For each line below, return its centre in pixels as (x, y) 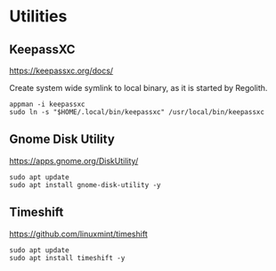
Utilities (38, 16)
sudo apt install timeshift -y (67, 258)
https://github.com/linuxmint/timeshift (79, 234)
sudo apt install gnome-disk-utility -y (85, 185)
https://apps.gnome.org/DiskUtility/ (74, 160)
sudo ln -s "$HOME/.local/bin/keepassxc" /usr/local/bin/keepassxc (137, 112)
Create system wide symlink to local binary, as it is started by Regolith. (138, 88)
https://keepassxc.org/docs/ (61, 70)
